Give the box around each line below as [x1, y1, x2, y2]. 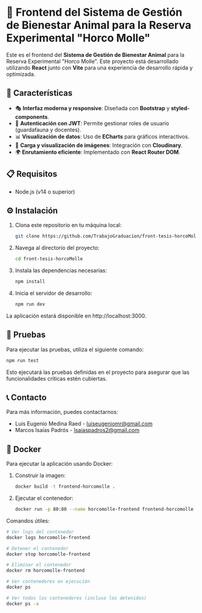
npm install [14, 278, 45, 285]
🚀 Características [6, 88, 73, 99]
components [14, 113, 48, 120]
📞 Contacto [6, 392, 47, 402]
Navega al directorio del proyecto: [14, 244, 99, 252]
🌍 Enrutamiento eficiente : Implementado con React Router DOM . [14, 148, 181, 156]
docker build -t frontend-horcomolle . [14, 484, 116, 490]
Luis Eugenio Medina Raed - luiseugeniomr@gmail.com [14, 420, 153, 427]
